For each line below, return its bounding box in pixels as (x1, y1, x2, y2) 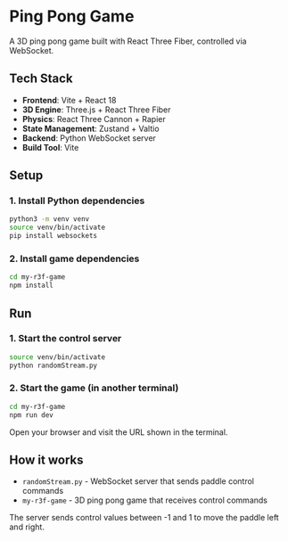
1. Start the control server (9, 332, 122, 345)
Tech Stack (9, 71, 73, 86)
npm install (9, 281, 53, 291)
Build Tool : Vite (21, 142, 79, 152)
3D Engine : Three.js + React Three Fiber (21, 104, 171, 115)
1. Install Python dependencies (9, 194, 145, 207)
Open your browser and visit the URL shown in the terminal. (9, 426, 228, 438)
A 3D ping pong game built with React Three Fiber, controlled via (9, 36, 247, 46)
